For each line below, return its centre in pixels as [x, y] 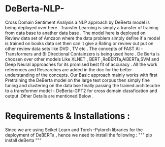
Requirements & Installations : [68, 116]
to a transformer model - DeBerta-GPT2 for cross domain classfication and [81, 91]
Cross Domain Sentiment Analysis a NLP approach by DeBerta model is [78, 22]
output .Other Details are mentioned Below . [49, 96]
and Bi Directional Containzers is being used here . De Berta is [97, 54]
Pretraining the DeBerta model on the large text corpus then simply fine [78, 80]
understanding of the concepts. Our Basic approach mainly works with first [81, 75]
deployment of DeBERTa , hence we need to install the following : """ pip [79, 135]
